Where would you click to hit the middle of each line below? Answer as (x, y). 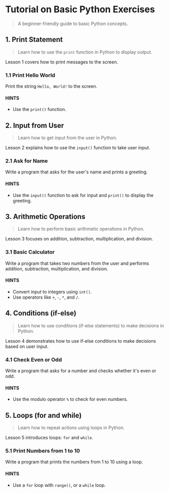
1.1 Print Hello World (30, 75)
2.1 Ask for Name (27, 161)
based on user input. (27, 346)
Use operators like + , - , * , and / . (46, 297)
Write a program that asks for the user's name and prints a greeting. (76, 172)
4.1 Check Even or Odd (34, 360)
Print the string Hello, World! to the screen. (51, 86)
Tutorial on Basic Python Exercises (80, 9)
